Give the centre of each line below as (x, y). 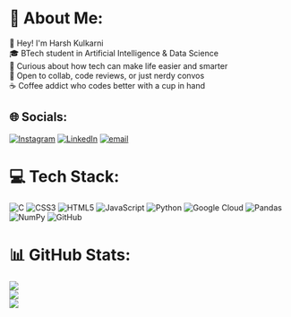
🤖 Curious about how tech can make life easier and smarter (119, 65)
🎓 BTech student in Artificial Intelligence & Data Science (114, 53)
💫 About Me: (56, 18)
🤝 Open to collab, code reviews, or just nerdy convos (107, 75)
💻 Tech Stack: (64, 176)
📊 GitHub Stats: (70, 255)
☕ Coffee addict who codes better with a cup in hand (107, 85)
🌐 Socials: (39, 117)
